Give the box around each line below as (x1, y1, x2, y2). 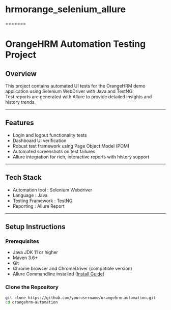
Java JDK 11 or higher (12, 249, 59, 256)
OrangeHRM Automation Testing (5, 38, 146, 50)
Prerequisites (5, 238, 39, 245)
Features (5, 119, 34, 127)
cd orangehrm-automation (5, 300, 58, 305)
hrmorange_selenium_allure (5, 4, 126, 15)
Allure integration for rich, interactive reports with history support (12, 154, 150, 160)
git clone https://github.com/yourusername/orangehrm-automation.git (5, 295, 156, 300)
